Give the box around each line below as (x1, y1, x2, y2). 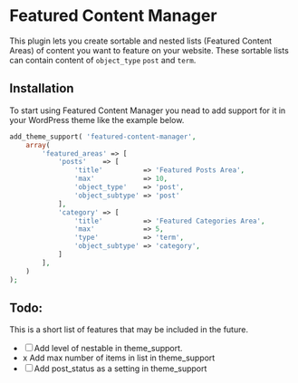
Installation (9, 81, 74, 96)
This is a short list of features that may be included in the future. (9, 324, 249, 335)
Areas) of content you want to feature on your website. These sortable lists (9, 44, 290, 55)
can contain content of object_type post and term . (9, 54, 197, 65)
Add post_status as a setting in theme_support (34, 363, 207, 374)
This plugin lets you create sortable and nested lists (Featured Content (9, 35, 272, 46)
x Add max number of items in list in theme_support (22, 352, 216, 363)
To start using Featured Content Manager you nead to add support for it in (9, 105, 286, 116)
